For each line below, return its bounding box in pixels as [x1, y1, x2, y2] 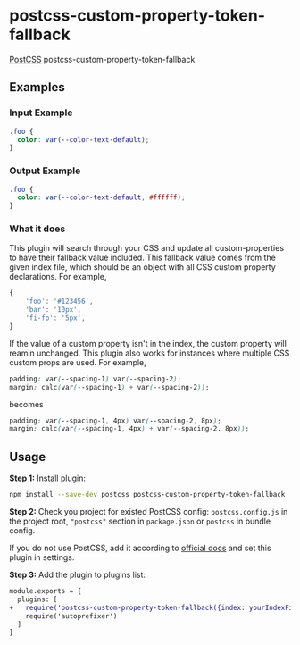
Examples [9, 80, 65, 95]
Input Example [9, 106, 73, 119]
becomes [9, 398, 44, 409]
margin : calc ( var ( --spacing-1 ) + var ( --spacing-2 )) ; [9, 382, 210, 391]
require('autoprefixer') [25, 611, 118, 621]
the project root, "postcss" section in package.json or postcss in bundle [9, 515, 271, 527]
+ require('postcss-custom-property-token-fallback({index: [9, 603, 246, 612]
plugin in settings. [9, 552, 75, 563]
